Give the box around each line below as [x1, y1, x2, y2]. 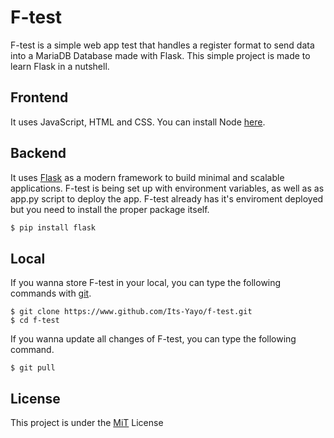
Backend [10, 145, 67, 162]
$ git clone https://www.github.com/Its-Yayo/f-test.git [10, 307, 253, 317]
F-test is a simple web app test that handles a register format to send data [10, 39, 315, 51]
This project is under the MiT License [10, 417, 164, 429]
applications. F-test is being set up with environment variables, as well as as [10, 182, 325, 194]
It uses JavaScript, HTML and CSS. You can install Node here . [10, 116, 266, 128]
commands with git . [10, 287, 92, 300]
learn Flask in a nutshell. [10, 60, 110, 72]
